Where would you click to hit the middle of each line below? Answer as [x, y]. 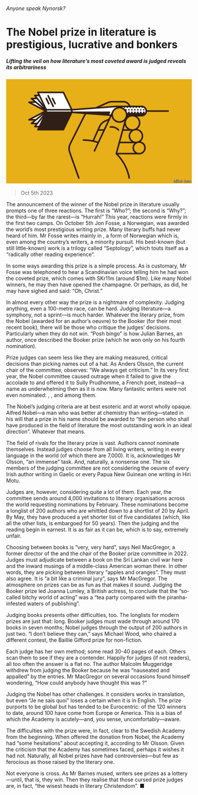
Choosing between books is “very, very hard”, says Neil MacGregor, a [91, 547]
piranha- [177, 598]
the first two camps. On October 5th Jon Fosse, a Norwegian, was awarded [98, 223]
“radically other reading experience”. [51, 255]
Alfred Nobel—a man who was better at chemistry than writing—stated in [95, 413]
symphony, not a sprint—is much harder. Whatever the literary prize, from [95, 315]
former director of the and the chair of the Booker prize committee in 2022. [97, 553]
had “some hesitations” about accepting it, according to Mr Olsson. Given [95, 743]
